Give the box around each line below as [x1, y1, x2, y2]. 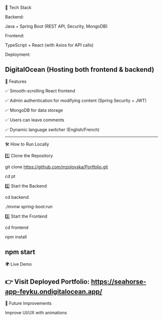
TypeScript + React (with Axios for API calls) [5, 42, 94, 48]
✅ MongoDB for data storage [5, 107, 63, 113]
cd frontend [5, 224, 29, 230]
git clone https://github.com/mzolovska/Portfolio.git [5, 164, 108, 170]
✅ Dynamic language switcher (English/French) [5, 127, 100, 132]
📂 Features [5, 78, 27, 84]
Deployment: [5, 51, 31, 57]
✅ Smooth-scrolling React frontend [5, 88, 75, 94]
